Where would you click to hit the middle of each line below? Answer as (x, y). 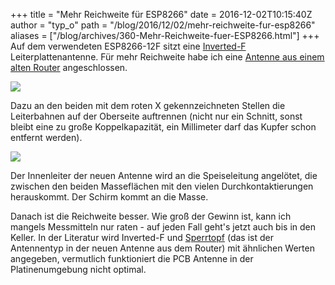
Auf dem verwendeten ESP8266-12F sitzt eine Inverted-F (128, 46)
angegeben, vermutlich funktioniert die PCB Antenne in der (132, 258)
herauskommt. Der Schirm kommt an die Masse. (109, 197)
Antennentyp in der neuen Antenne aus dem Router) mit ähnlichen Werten (162, 248)
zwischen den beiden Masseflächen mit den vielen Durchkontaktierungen (162, 186)
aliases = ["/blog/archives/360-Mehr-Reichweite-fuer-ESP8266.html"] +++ (165, 35)
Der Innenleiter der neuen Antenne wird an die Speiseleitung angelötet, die (164, 175)
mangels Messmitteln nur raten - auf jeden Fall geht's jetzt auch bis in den (163, 227)
